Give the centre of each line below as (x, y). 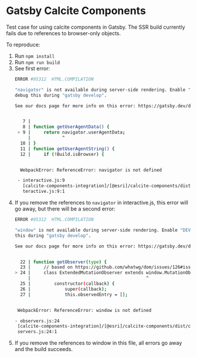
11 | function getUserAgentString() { (67, 149)
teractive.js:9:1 (44, 192)
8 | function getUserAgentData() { (66, 127)
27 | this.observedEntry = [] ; (74, 294)
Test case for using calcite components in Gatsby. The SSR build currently (96, 27)
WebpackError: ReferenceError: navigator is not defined (91, 170)
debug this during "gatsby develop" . (61, 95)
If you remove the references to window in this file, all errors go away (98, 343)
